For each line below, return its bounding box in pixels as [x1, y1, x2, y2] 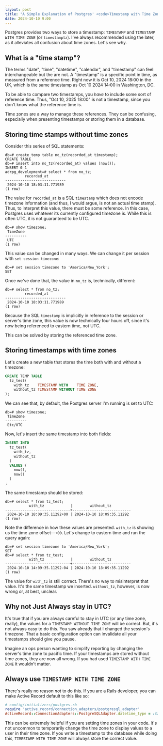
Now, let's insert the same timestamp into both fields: [5, 431, 112, 437]
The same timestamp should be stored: [5, 490, 83, 495]
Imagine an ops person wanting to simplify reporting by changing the [5, 645, 143, 651]
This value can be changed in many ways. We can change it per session [5, 251, 149, 256]
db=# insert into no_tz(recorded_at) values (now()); [5, 161, 116, 166]
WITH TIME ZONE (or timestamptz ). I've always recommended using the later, [5, 34, 155, 40]
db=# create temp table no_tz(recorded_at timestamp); [5, 153, 118, 158]
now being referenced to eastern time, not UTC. [5, 323, 101, 329]
